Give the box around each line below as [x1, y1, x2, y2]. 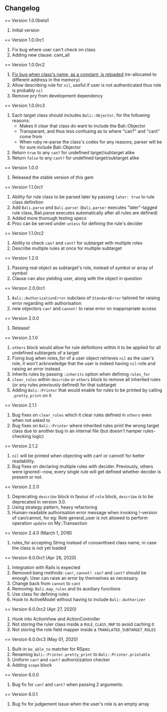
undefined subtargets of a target [11, 349, 79, 355]
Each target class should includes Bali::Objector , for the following [11, 112, 150, 118]
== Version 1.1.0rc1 [4, 184, 43, 190]
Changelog [4, 4, 40, 13]
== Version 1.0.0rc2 [4, 61, 45, 67]
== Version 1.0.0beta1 [4, 17, 49, 23]
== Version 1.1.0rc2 [4, 230, 44, 236]
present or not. [11, 474, 43, 480]
